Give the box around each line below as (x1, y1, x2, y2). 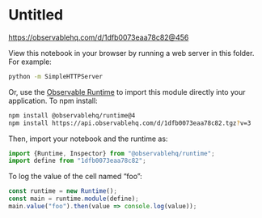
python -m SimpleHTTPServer (8, 72, 104, 80)
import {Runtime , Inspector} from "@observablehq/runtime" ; (8, 149, 216, 157)
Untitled (8, 6, 64, 24)
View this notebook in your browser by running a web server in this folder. (8, 48, 255, 58)
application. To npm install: (8, 96, 99, 105)
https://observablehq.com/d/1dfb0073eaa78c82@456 (8, 32, 189, 42)
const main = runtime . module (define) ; (8, 194, 139, 203)
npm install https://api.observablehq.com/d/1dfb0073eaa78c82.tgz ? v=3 (8, 119, 251, 127)
